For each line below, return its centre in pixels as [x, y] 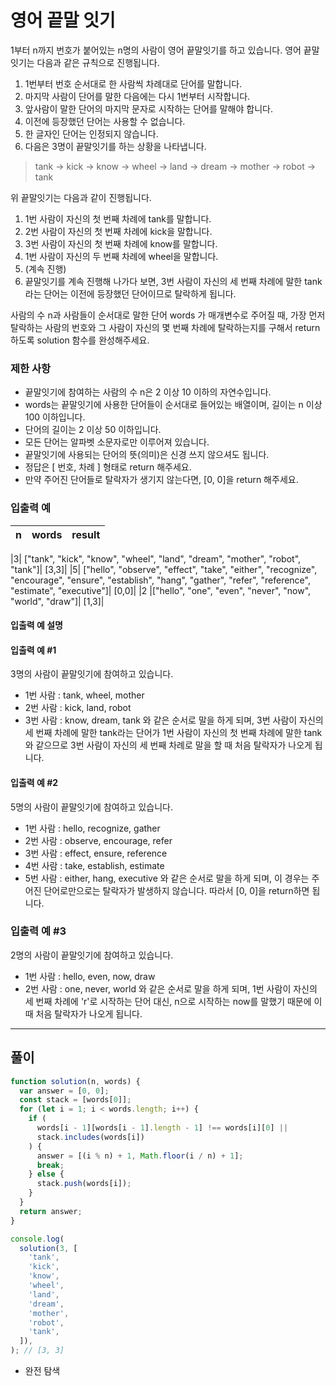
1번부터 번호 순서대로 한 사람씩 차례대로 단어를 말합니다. [133, 83]
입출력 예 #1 [33, 650]
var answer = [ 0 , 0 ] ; [64, 1091]
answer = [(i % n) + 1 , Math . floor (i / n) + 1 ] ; [140, 1156]
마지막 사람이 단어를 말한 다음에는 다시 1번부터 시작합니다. [137, 96]
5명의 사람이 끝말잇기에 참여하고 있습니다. [91, 807]
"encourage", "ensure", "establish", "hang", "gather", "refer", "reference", [160, 580]
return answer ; [51, 1211]
